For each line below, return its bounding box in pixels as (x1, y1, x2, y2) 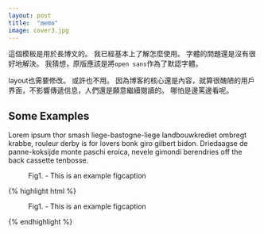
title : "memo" (8, 19, 59, 27)
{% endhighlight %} (8, 217, 73, 227)
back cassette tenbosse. (8, 155, 89, 165)
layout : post (8, 11, 52, 20)
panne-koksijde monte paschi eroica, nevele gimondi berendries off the (8, 148, 243, 157)
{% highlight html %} (8, 186, 77, 196)
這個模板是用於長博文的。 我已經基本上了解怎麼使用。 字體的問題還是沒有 (8, 49, 249, 59)
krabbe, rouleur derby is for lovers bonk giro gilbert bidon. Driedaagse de (8, 139, 248, 148)
